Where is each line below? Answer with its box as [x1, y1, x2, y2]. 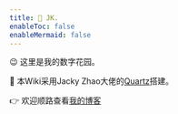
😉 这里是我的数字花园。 [9, 57, 100, 67]
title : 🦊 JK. [9, 13, 59, 23]
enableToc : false [9, 22, 75, 31]
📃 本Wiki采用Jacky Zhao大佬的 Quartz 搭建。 [9, 76, 174, 87]
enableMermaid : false [9, 30, 92, 39]
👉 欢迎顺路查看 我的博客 [9, 95, 102, 106]
